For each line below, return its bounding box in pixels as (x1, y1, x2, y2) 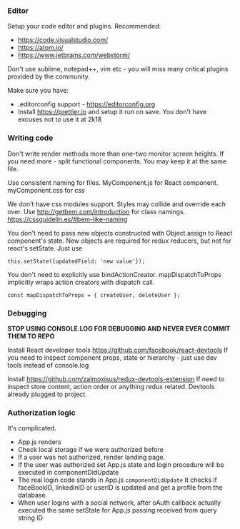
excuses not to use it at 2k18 (17, 115, 102, 124)
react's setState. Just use (7, 243, 83, 252)
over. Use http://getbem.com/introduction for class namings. (7, 207, 186, 216)
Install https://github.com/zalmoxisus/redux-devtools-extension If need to (7, 374, 225, 383)
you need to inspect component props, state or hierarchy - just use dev (7, 353, 218, 362)
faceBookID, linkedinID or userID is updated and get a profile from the (17, 483, 223, 492)
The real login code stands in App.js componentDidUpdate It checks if (17, 475, 218, 484)
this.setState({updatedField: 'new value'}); (7, 258, 145, 265)
